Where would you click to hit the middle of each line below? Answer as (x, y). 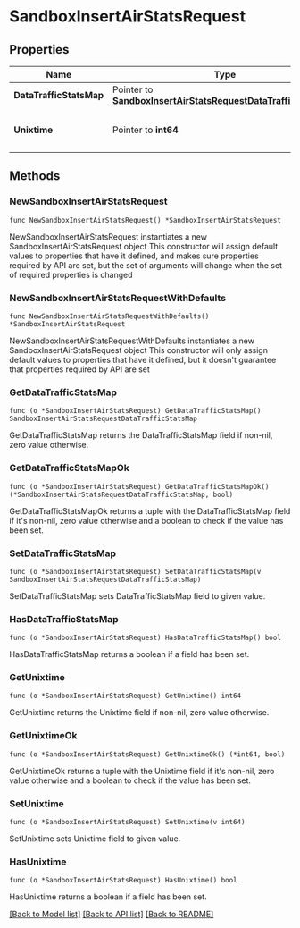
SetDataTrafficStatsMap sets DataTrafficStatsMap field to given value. (137, 595)
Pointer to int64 (145, 130)
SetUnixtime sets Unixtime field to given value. (95, 839)
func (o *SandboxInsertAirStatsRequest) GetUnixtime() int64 (125, 696)
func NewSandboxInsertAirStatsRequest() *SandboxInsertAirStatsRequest (145, 220)
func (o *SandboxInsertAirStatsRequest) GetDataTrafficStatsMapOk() (139, 486)
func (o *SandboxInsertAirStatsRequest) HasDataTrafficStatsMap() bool (145, 638)
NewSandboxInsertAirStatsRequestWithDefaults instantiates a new (132, 341)
